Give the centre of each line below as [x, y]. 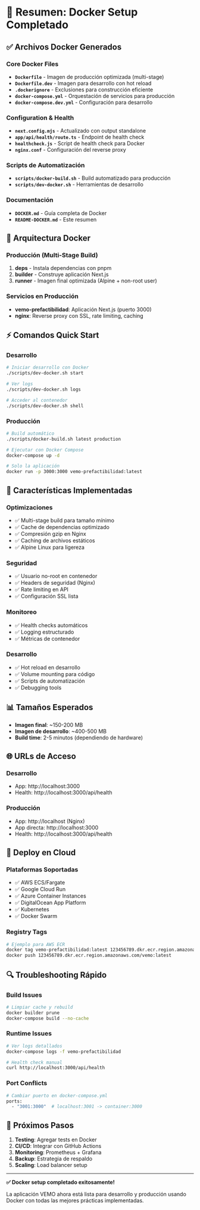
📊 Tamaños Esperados [50, 707]
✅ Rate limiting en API [41, 589]
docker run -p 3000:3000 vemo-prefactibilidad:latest [74, 472]
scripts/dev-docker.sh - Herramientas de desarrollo [79, 185]
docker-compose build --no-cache [48, 1018]
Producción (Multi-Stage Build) [52, 255]
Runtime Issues [29, 1034]
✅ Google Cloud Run [40, 889]
